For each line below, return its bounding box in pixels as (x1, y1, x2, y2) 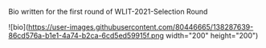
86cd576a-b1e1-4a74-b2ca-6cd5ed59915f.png (8, 31, 165, 40)
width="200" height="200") (166, 31, 259, 40)
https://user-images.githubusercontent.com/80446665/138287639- (27, 22, 254, 31)
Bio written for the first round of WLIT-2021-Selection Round (8, 7, 208, 16)
